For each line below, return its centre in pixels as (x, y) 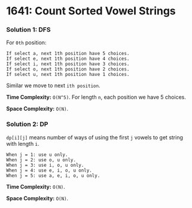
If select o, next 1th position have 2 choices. (68, 69)
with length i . (23, 143)
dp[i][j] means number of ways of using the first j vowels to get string (95, 137)
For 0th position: (26, 42)
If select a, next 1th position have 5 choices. (68, 54)
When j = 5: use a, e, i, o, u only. (53, 175)
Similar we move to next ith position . (53, 85)
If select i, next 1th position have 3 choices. (68, 64)
